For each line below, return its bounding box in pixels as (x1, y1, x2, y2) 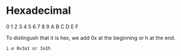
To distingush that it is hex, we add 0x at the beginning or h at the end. (6, 34, 176, 41)
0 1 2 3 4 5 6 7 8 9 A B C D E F (6, 23, 79, 30)
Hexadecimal (6, 4, 71, 17)
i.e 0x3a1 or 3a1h (6, 45, 51, 51)
